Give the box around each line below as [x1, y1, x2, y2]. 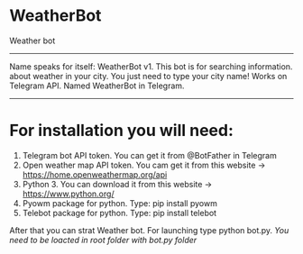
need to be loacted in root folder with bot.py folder [9, 234, 197, 245]
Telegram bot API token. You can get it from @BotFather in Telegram [22, 150, 277, 160]
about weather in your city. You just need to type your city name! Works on [9, 70, 288, 81]
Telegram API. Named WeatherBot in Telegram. [9, 80, 185, 91]
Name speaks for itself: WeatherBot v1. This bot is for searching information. [9, 60, 293, 72]
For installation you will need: [9, 121, 234, 141]
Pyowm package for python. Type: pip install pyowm [22, 197, 218, 208]
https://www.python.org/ [22, 188, 115, 199]
